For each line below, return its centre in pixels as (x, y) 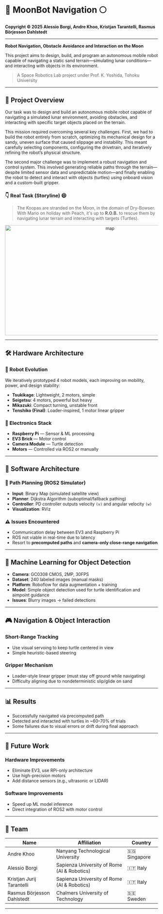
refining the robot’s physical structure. (43, 152)
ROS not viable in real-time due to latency (54, 537)
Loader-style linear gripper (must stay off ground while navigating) (79, 676)
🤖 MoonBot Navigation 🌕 (56, 10)
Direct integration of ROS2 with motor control (57, 809)
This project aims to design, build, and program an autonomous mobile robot (81, 55)
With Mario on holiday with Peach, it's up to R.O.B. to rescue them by (86, 213)
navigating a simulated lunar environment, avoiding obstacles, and (71, 117)
